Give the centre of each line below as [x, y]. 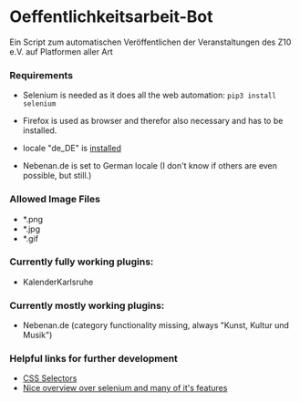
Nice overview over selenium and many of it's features [125, 388]
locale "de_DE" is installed [72, 149]
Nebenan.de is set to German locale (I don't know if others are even [150, 166]
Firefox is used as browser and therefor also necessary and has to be [153, 121]
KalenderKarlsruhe [58, 282]
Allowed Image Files [55, 200]
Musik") [37, 335]
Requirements [41, 75]
